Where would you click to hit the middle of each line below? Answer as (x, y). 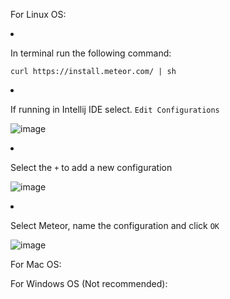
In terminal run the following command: (91, 53)
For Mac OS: (36, 264)
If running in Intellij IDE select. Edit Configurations (115, 109)
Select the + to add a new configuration (91, 167)
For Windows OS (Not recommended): (89, 283)
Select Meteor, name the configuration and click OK (115, 225)
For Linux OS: (38, 14)
